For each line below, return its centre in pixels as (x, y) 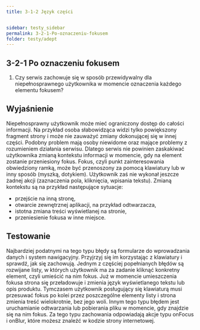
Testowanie (28, 236)
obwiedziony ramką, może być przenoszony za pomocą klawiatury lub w (96, 167)
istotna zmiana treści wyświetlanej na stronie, (71, 211)
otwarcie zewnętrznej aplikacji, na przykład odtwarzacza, (85, 204)
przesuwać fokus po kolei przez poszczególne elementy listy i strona (91, 295)
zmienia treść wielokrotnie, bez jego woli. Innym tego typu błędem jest (93, 301)
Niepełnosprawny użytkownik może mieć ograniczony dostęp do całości (95, 123)
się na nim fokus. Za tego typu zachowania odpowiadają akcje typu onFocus (100, 314)
